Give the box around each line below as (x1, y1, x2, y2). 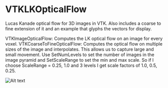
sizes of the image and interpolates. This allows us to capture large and (5, 46, 154, 52)
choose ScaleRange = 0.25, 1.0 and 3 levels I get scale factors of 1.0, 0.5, (5, 62, 157, 68)
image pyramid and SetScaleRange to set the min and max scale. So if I (5, 57, 154, 63)
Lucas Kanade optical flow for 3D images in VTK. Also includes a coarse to (5, 20, 161, 26)
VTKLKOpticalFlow (5, 4, 87, 15)
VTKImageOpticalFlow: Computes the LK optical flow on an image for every (5, 35, 163, 41)
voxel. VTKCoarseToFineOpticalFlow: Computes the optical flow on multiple (5, 40, 163, 47)
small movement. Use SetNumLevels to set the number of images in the (5, 52, 154, 58)
